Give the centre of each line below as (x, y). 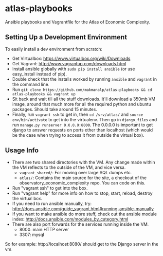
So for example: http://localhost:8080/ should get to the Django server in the (82, 244)
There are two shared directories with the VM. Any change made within (83, 162)
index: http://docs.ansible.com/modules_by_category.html (70, 219)
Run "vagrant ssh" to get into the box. (50, 188)
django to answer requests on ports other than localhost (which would (82, 130)
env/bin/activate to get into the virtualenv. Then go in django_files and (84, 119)
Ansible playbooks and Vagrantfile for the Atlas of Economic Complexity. (78, 22)
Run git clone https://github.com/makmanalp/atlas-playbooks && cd (82, 89)
